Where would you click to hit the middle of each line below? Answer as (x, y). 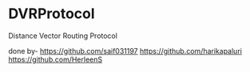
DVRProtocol (52, 14)
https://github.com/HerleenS (55, 59)
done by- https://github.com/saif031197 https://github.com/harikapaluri (125, 51)
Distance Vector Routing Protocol (63, 36)
